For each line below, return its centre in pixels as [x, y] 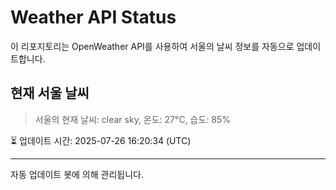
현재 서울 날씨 [50, 93]
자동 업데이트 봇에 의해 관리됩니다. [77, 174]
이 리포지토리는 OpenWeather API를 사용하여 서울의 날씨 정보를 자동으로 [152, 46]
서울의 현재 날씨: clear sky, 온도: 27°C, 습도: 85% [133, 119]
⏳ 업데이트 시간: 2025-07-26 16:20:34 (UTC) [101, 140]
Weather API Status [93, 17]
